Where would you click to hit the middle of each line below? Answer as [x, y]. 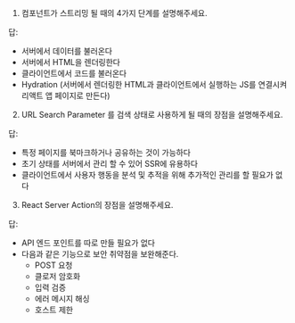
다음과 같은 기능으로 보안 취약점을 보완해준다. [100, 254]
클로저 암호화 [57, 276]
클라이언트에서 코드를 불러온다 [74, 73]
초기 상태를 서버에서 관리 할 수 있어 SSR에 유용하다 [109, 164]
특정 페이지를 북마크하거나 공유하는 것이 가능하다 [106, 153]
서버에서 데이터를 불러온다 [67, 51]
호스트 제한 [53, 310]
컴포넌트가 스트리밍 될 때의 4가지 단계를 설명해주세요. [114, 13]
